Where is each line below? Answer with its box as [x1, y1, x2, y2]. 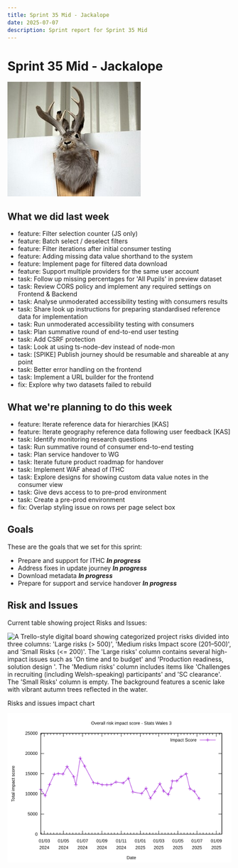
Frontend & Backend [17, 290, 78, 299]
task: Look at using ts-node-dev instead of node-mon [17, 343, 175, 351]
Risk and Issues [7, 599, 78, 611]
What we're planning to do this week [7, 401, 173, 413]
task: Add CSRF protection [17, 335, 96, 344]
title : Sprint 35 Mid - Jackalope [7, 11, 110, 18]
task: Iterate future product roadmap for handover [17, 457, 164, 466]
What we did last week [7, 210, 109, 223]
